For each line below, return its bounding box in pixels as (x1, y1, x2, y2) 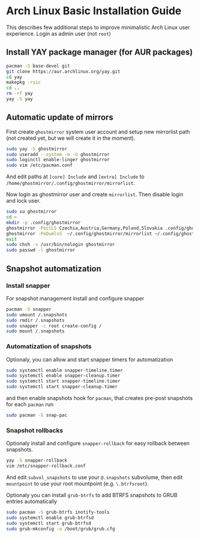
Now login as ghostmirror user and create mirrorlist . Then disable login (6, 191, 184, 198)
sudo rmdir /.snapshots (6, 317, 65, 324)
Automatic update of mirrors (6, 113, 114, 123)
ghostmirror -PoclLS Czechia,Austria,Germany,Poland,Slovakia (6, 225, 163, 231)
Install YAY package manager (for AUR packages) (6, 47, 193, 57)
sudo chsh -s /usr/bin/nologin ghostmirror (6, 242, 115, 248)
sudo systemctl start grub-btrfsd (6, 520, 92, 526)
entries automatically (6, 498, 57, 505)
